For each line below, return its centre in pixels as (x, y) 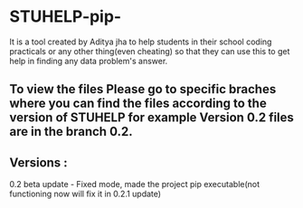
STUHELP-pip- (66, 17)
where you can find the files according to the (138, 104)
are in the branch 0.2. (71, 132)
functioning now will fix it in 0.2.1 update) (85, 194)
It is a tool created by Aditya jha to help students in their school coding (141, 42)
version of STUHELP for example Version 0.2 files (151, 118)
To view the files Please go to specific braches (143, 89)
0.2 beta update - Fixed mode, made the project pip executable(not (135, 184)
